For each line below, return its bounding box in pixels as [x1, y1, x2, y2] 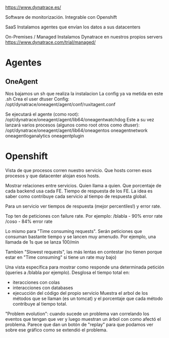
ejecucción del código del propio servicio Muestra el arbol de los [12, 290, 148, 296]
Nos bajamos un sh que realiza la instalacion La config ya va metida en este [5, 91, 163, 96]
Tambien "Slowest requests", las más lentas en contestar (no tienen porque [5, 249, 162, 255]
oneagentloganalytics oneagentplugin [5, 133, 85, 139]
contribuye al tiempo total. [12, 300, 67, 307]
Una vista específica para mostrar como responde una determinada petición [5, 264, 164, 270]
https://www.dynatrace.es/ [5, 5, 62, 10]
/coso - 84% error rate [5, 218, 53, 224]
